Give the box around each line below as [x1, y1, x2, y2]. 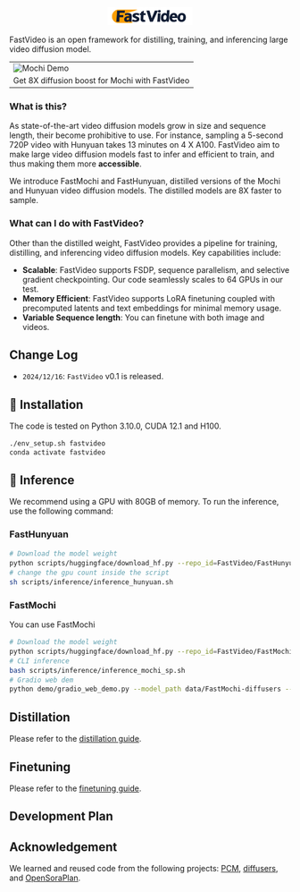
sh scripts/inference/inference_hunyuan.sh [9, 577, 174, 587]
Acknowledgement [9, 839, 118, 854]
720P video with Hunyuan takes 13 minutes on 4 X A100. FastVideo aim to [9, 140, 280, 150]
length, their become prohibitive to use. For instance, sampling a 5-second [9, 130, 284, 140]
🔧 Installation [9, 396, 84, 412]
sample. [9, 195, 38, 206]
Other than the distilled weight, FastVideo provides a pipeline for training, [9, 237, 279, 248]
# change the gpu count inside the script [9, 568, 170, 578]
